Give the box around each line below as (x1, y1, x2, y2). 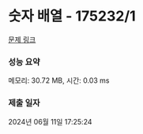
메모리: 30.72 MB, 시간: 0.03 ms (8, 76, 110, 85)
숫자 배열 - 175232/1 (8, 7, 136, 25)
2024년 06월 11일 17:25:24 (8, 117, 92, 126)
